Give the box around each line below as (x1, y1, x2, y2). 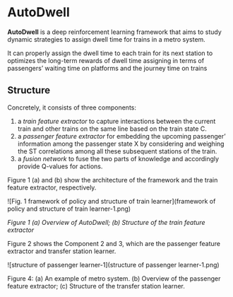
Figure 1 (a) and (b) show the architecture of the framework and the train (7, 175, 218, 184)
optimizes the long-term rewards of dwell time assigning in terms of (7, 56, 205, 64)
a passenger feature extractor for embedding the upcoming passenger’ (17, 132, 226, 140)
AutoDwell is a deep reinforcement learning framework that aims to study (7, 28, 222, 36)
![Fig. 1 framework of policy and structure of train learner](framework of (7, 197, 216, 205)
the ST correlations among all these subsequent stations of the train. (17, 146, 217, 156)
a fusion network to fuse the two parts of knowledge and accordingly (17, 154, 220, 163)
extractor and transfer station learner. (7, 247, 116, 255)
